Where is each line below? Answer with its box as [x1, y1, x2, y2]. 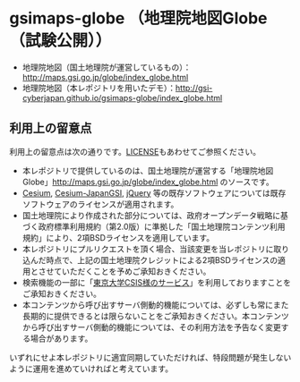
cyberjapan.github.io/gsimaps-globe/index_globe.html [21, 92, 223, 103]
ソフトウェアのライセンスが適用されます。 [21, 199, 179, 209]
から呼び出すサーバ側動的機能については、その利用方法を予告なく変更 [21, 321, 281, 332]
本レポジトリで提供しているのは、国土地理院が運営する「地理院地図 [21, 165, 274, 175]
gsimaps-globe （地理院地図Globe [9, 8, 268, 29]
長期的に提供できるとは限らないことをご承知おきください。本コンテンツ [21, 310, 289, 321]
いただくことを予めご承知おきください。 [61, 266, 211, 276]
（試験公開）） [9, 30, 112, 51]
